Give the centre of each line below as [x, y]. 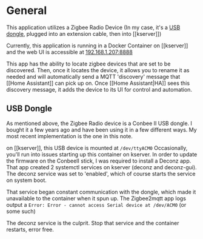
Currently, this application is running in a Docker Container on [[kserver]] [97, 45]
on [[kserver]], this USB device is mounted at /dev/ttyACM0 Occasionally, [97, 148]
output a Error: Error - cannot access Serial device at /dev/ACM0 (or [96, 204]
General [27, 11]
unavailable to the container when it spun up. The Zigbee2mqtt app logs [96, 198]
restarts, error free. [30, 229]
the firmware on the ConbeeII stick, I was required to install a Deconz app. [99, 161]
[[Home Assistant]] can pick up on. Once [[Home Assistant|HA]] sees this [98, 83]
